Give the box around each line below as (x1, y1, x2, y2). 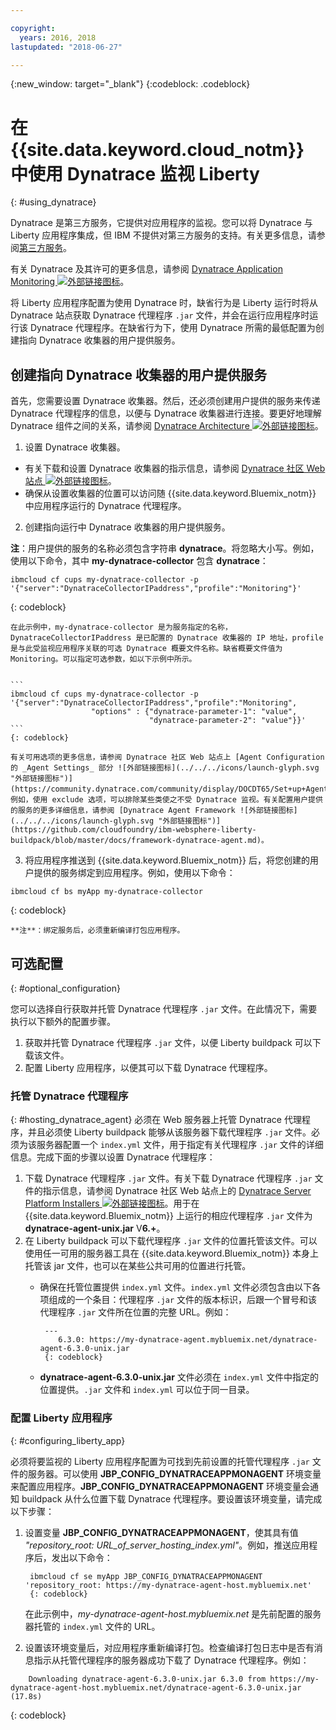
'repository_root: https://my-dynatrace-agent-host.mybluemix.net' (24, 1580, 312, 1590)
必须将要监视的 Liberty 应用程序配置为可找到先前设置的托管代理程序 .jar (10, 1455, 310, 1467)
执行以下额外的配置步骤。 (10, 1015, 116, 1027)
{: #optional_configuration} (10, 982, 121, 994)
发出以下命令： (51, 1551, 113, 1563)
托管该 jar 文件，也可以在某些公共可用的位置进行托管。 (24, 1260, 252, 1272)
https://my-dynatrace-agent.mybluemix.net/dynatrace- (89, 1335, 318, 1345)
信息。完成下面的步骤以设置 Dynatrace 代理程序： (10, 1151, 216, 1163)
